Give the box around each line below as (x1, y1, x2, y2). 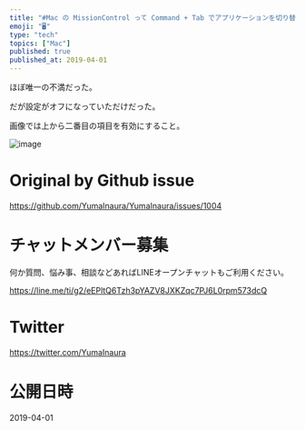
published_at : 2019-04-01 (9, 55, 107, 65)
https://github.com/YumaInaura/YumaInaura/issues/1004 (9, 200, 222, 211)
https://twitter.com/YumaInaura (9, 346, 127, 357)
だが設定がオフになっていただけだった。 (9, 101, 161, 112)
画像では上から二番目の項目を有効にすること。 (9, 120, 185, 131)
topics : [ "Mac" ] (9, 38, 71, 48)
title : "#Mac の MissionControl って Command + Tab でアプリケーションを (9, 13, 276, 23)
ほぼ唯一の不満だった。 (9, 82, 97, 92)
